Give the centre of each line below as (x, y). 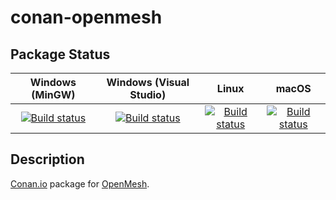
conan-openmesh (86, 17)
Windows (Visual (148, 82)
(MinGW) (53, 94)
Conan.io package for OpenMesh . (80, 183)
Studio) (148, 94)
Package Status (60, 54)
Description (47, 159)
